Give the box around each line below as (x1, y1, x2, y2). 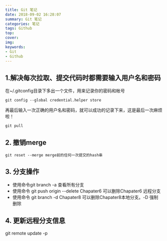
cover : (5, 35, 19, 40)
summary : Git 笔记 (5, 16, 42, 21)
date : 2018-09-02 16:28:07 (5, 12, 61, 17)
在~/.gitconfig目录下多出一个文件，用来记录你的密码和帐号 (5, 88, 126, 94)
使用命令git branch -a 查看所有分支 (12, 181, 84, 187)
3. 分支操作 (5, 167, 39, 176)
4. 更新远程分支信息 (5, 216, 66, 225)
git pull (5, 123, 23, 128)
